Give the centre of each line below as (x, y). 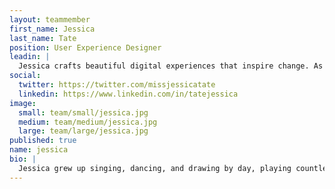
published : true (43, 141)
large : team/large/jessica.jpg (83, 131)
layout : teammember (50, 19)
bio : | (23, 159)
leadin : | (30, 57)
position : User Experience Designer (85, 47)
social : (25, 76)
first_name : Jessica (52, 29)
